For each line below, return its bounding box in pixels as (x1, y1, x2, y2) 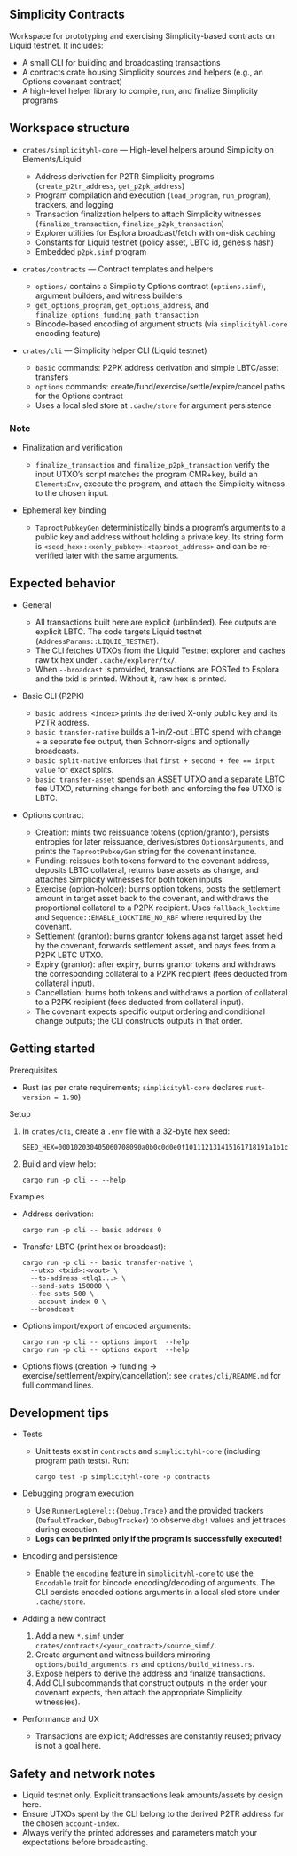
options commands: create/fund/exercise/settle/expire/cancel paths (35, 381, 285, 391)
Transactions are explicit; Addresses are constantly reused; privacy (35, 1731, 282, 1742)
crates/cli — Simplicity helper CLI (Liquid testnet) (21, 345, 207, 356)
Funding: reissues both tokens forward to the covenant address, (35, 855, 270, 866)
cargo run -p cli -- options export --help (21, 1345, 190, 1354)
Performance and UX (21, 1714, 100, 1725)
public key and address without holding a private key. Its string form (35, 531, 284, 542)
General (21, 599, 51, 610)
